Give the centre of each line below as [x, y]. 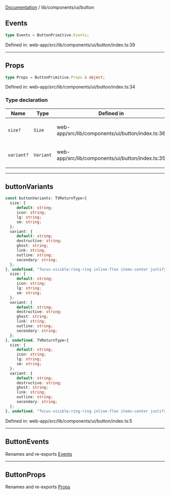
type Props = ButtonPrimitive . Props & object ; [55, 77]
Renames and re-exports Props [38, 487]
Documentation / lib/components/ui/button [50, 7]
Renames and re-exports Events [39, 454]
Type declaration [27, 100]
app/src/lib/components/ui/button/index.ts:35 [111, 158]
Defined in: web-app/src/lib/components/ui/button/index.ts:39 [70, 45]
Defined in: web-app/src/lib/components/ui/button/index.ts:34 [70, 87]
